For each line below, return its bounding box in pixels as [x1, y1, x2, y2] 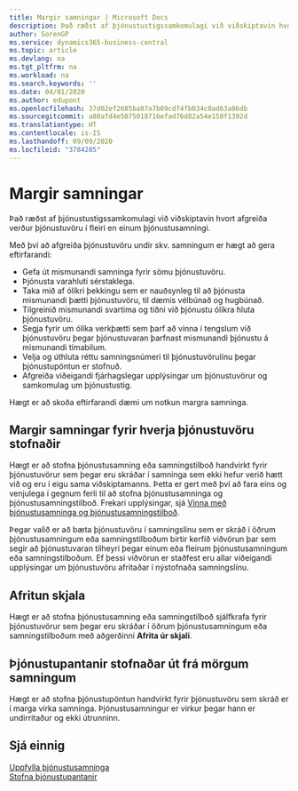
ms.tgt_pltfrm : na [9, 63, 77, 72]
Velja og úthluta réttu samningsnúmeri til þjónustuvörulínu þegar [21, 351, 257, 362]
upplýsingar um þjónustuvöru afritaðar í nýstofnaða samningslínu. [9, 562, 249, 573]
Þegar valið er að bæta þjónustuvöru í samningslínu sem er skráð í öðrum [9, 524, 277, 535]
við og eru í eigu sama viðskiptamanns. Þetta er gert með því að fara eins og [9, 479, 287, 490]
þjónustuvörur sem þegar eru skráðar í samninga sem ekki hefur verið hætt [9, 469, 284, 480]
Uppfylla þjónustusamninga [9, 762, 110, 772]
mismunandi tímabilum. [21, 341, 107, 352]
